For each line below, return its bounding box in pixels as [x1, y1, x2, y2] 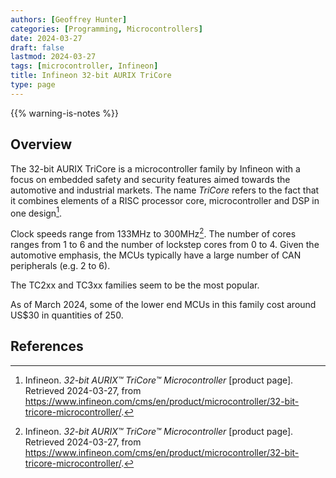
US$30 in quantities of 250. [10, 309, 124, 321]
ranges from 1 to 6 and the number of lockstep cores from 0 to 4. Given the [10, 238, 320, 250]
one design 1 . [10, 205, 62, 219]
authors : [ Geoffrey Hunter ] [10, 14, 128, 25]
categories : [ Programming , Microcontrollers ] [10, 24, 203, 34]
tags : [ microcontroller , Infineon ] [10, 61, 159, 71]
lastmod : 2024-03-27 [10, 52, 97, 62]
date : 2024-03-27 [10, 33, 83, 43]
